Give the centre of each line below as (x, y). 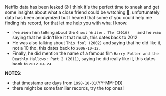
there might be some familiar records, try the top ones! (68, 88)
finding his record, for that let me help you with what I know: (66, 23)
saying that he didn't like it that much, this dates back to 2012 (75, 37)
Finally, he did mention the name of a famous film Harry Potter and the (85, 53)
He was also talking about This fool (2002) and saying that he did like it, (87, 43)
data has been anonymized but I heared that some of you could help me (79, 17)
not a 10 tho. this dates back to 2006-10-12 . (56, 48)
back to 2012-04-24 (32, 64)
